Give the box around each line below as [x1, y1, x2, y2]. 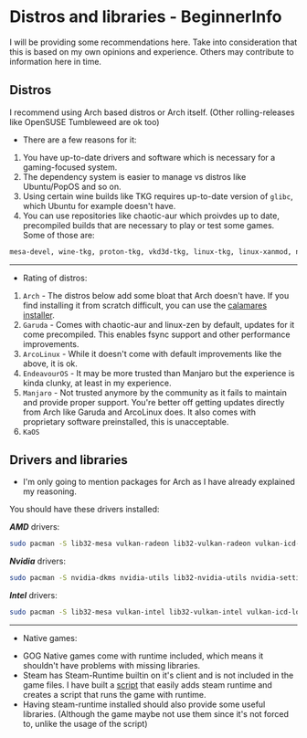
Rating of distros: [22, 272, 88, 283]
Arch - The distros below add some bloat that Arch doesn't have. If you [22, 290, 290, 300]
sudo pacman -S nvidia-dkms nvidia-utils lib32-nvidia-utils [9, 574, 248, 583]
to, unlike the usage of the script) [22, 719, 148, 730]
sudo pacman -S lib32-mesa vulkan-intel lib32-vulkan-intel [9, 607, 244, 617]
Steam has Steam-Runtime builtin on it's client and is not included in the [22, 669, 294, 681]
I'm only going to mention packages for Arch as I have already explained [22, 477, 295, 488]
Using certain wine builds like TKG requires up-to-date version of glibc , [22, 190, 294, 202]
